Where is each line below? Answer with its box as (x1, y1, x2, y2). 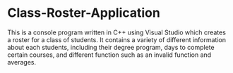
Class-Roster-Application (7, 5, 160, 21)
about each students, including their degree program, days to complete (7, 43, 215, 51)
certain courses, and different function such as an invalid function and (7, 51, 212, 59)
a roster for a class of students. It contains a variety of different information (7, 35, 226, 44)
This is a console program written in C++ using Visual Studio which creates (7, 28, 226, 36)
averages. (7, 58, 37, 66)
